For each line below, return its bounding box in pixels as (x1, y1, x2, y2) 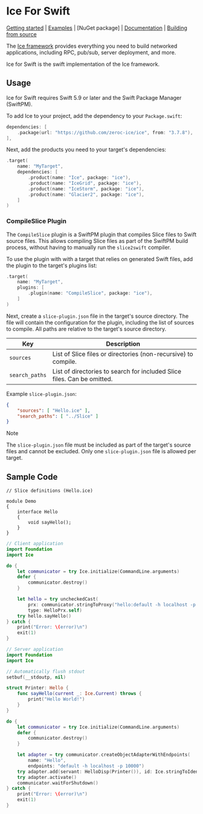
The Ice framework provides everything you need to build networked (6, 42, 178, 50)
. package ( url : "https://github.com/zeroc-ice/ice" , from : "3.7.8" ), (17, 129, 193, 135)
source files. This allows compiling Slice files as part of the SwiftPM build (6, 237, 188, 244)
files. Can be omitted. (52, 375, 113, 383)
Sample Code (6, 471, 58, 482)
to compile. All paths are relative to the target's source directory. (6, 325, 167, 332)
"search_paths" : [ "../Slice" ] (17, 413, 98, 419)
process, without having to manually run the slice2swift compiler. (6, 244, 171, 251)
